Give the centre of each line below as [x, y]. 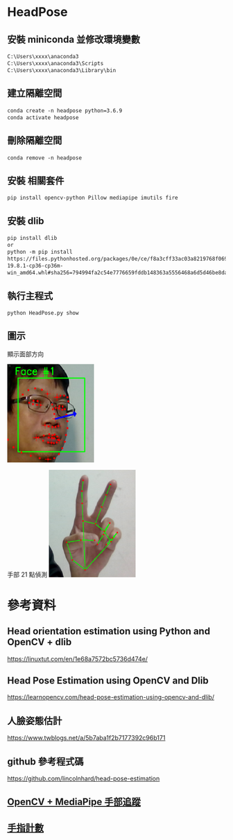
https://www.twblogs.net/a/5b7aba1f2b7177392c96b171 [86, 738]
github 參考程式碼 [46, 761]
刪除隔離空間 [35, 140]
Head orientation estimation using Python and [109, 631]
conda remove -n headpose [44, 158]
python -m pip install [40, 252]
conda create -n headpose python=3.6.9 [65, 111]
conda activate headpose [43, 117]
